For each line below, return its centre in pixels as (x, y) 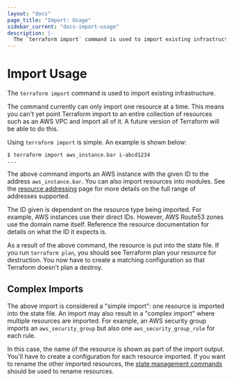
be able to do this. (33, 129)
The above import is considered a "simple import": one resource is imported (116, 306)
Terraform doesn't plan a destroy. (55, 268)
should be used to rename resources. (61, 371)
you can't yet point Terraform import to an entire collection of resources (110, 114)
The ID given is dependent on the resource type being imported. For (105, 210)
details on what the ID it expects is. (57, 232)
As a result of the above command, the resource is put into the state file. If (113, 245)
